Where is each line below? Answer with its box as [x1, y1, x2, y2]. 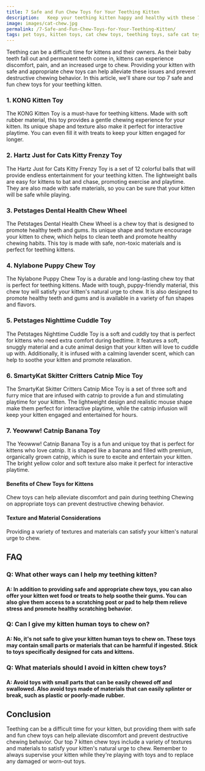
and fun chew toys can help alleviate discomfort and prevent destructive [6, 732, 189, 739]
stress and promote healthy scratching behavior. [6, 605, 133, 612]
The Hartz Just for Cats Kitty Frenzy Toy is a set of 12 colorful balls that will [6, 165, 196, 172]
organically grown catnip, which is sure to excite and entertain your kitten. [6, 453, 192, 461]
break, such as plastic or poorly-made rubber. [6, 691, 125, 699]
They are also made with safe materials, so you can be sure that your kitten [6, 184, 195, 192]
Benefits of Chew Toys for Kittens [6, 480, 94, 487]
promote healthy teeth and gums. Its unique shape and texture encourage [6, 226, 192, 234]
